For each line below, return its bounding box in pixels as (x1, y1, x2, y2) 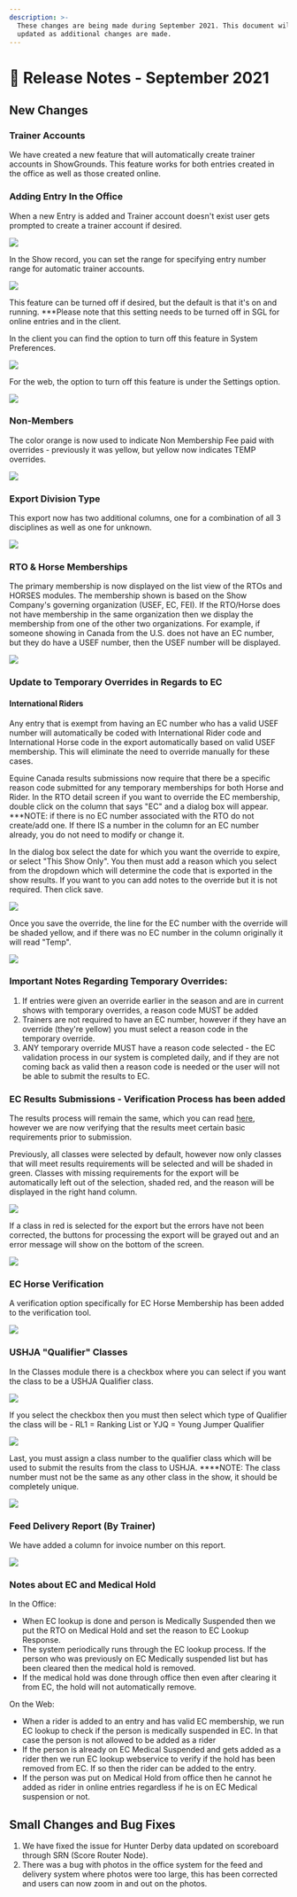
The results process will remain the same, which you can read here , (9, 1113, 255, 1123)
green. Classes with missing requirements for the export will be (9, 1168, 240, 1178)
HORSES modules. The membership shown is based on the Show (9, 590, 247, 601)
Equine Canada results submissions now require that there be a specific (9, 773, 271, 783)
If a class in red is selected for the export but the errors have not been (9, 1220, 264, 1232)
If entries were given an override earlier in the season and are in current (21, 995, 285, 1006)
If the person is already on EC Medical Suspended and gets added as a (21, 1745, 281, 1755)
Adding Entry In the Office (9, 190, 124, 203)
